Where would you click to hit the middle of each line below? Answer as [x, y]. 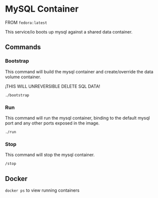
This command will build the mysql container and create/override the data [79, 72]
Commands [23, 47]
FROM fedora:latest [26, 22]
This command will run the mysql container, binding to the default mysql [78, 118]
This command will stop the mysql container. [50, 155]
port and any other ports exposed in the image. [52, 123]
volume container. [23, 77]
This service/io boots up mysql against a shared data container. [69, 32]
